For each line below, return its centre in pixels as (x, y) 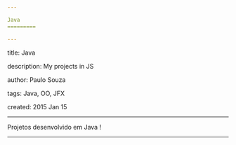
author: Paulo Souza (37, 80)
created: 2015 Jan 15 (37, 106)
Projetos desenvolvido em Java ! (54, 127)
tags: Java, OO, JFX (36, 93)
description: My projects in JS (51, 66)
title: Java (21, 53)
